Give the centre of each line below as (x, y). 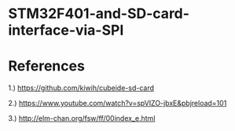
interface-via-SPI (66, 30)
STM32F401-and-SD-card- (99, 14)
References (46, 66)
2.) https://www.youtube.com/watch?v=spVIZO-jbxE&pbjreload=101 (117, 104)
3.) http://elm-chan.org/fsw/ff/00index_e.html (82, 118)
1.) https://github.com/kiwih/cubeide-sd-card (81, 88)
